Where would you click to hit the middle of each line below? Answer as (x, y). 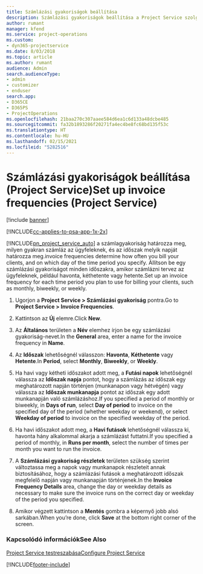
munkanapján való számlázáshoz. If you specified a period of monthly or (105, 398)
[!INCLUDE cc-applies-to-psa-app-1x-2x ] (57, 232)
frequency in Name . (40, 342)
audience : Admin (27, 68)
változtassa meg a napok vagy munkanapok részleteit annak (90, 467)
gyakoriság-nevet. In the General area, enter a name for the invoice (98, 336)
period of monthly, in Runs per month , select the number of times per (102, 442)
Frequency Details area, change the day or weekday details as (93, 486)
